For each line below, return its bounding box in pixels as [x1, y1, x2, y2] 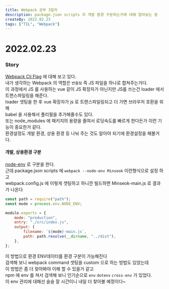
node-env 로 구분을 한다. [5, 161, 55, 167]
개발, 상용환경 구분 [5, 149, 41, 155]
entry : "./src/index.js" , [14, 220, 69, 225]
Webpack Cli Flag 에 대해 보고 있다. [5, 73, 77, 79]
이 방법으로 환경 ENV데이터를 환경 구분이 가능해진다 [5, 253, 107, 259]
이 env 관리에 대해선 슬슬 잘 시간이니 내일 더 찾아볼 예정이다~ [5, 278, 126, 284]
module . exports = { [5, 210, 46, 215]
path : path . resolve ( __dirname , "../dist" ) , [23, 234, 116, 239]
